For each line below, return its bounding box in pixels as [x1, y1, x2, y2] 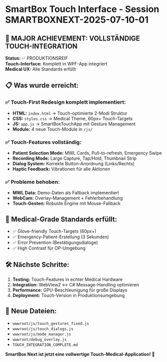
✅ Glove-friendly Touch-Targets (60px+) [12, 228, 97, 234]
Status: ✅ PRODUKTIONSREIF [5, 55, 68, 61]
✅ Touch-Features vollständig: [5, 139, 82, 146]
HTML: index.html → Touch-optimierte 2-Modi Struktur [12, 110, 127, 116]
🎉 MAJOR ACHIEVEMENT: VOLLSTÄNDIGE [5, 34, 140, 43]
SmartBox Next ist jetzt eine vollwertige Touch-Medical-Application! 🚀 [5, 351, 155, 357]
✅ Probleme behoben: [5, 178, 60, 185]
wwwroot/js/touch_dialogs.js [12, 326, 74, 331]
